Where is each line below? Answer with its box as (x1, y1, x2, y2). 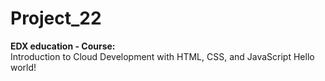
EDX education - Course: (10, 40, 116, 52)
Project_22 (10, 7, 102, 30)
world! (10, 61, 37, 73)
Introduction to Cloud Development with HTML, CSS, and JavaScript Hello (10, 50, 315, 62)
